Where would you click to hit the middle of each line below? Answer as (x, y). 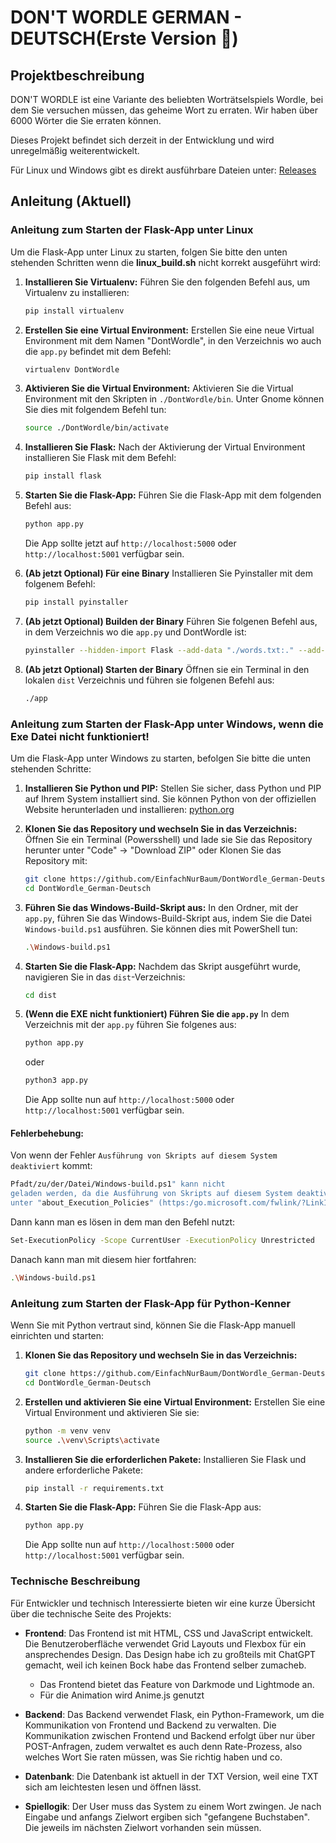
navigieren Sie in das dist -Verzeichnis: (105, 977)
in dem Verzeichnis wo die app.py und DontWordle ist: (135, 632)
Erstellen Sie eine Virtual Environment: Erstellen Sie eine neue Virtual (169, 330)
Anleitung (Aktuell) (71, 201)
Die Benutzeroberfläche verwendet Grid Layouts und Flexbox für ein (165, 1643)
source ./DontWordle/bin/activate (96, 428)
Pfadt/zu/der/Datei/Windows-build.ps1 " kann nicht (118, 1184)
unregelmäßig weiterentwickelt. (75, 150)
